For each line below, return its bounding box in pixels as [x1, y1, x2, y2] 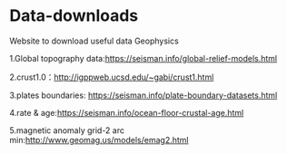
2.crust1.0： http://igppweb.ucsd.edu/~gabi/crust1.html [9, 72, 214, 82]
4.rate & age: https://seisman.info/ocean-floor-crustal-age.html [9, 107, 244, 118]
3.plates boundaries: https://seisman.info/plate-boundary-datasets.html [9, 90, 278, 101]
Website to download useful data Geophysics [9, 35, 179, 46]
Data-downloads [9, 5, 139, 26]
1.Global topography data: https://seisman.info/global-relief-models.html [9, 53, 278, 63]
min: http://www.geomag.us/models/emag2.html [9, 134, 189, 145]
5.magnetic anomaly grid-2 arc [9, 124, 125, 136]
